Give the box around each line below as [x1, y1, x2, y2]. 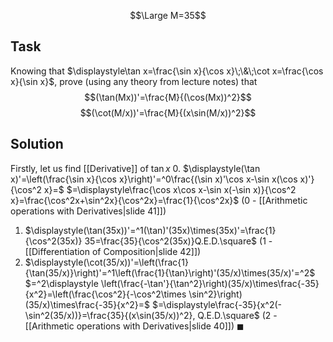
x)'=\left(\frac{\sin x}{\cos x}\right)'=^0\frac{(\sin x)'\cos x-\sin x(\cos [10, 173, 298, 185]
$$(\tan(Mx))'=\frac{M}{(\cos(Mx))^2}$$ [84, 91, 252, 103]
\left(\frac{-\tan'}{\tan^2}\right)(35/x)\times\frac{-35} [100, 277, 320, 289]
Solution [10, 136, 64, 153]
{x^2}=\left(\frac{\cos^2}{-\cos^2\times [24, 288, 187, 300]
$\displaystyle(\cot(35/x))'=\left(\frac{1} [24, 256, 189, 268]
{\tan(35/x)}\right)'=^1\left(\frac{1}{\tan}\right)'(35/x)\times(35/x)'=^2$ [24, 266, 316, 279]
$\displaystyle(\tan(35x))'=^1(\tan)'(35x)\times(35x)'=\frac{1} [24, 224, 277, 236]
